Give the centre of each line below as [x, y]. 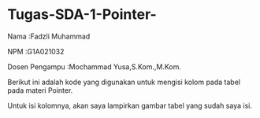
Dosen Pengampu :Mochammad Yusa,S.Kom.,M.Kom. [95, 66]
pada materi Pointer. [40, 90]
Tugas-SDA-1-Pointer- [82, 15]
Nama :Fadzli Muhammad [49, 36]
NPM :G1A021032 [36, 51]
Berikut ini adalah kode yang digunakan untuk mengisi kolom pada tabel [124, 82]
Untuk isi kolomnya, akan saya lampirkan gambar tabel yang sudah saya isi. [130, 105]
